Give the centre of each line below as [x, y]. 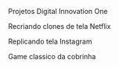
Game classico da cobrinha [52, 56]
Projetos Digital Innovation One [58, 11]
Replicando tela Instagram [50, 41]
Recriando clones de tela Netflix [59, 26]
